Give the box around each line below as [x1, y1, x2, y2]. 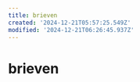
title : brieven [8, 11, 58, 20]
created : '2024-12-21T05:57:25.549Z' [8, 19, 131, 27]
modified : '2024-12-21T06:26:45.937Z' [8, 26, 135, 34]
